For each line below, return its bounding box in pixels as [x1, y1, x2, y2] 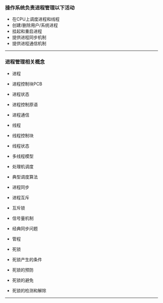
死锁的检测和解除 [12, 287, 47, 293]
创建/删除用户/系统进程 [12, 22, 58, 28]
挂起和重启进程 [12, 28, 42, 35]
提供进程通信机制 [12, 40, 47, 47]
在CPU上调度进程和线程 [12, 16, 60, 22]
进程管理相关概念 [5, 58, 45, 65]
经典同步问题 [12, 225, 38, 232]
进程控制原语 [12, 101, 38, 107]
